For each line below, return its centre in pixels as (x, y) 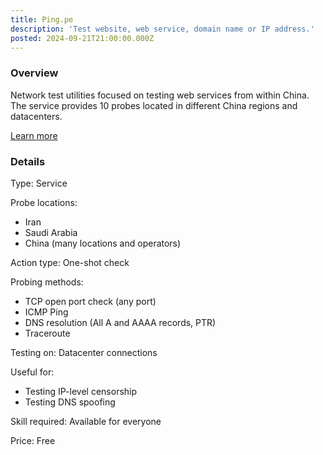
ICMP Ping (46, 312)
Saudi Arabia (51, 232)
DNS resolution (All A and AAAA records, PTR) (120, 322)
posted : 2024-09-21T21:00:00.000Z (82, 38)
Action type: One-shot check (70, 262)
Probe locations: (44, 202)
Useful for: (32, 372)
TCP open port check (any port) (90, 301)
